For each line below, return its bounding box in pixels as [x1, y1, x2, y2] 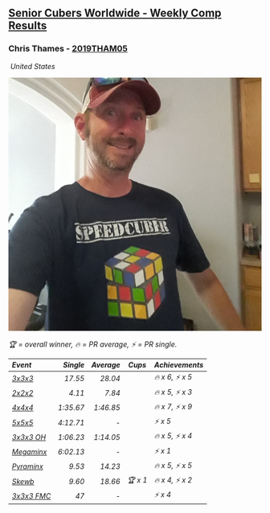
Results [8, 19, 47, 33]
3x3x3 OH [11, 432, 47, 441]
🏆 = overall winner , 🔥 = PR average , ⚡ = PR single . [8, 339, 178, 349]
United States [10, 61, 55, 71]
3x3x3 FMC [11, 490, 51, 501]
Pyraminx [11, 462, 44, 471]
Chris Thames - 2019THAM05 [8, 43, 129, 55]
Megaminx [11, 447, 47, 457]
